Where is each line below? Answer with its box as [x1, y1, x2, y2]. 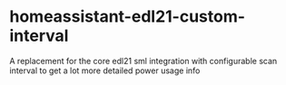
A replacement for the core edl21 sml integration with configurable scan [9, 55, 278, 66]
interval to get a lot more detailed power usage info [9, 65, 201, 76]
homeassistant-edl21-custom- [9, 6, 246, 27]
